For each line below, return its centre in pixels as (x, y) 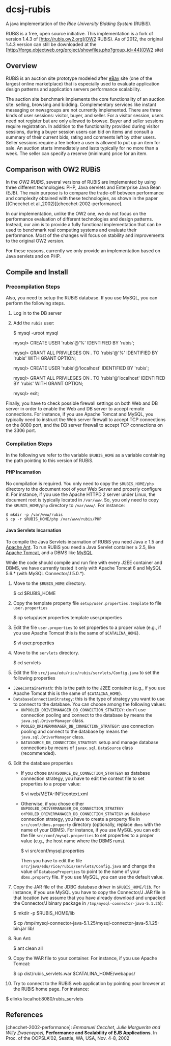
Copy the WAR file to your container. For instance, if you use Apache (85, 958)
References (24, 1015)
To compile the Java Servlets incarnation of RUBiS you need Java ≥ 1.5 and (84, 541)
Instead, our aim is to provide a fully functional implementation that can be (84, 224)
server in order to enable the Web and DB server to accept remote (75, 409)
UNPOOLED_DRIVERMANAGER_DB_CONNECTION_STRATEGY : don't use (83, 709)
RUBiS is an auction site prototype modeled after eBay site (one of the (79, 78)
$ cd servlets (27, 662)
